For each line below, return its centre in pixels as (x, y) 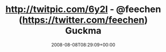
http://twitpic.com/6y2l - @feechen (83, 9)
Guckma (83, 31)
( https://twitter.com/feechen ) (83, 20)
